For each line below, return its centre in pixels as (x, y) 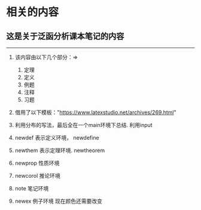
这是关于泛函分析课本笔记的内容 (65, 36)
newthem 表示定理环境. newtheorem (60, 150)
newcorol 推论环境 (38, 176)
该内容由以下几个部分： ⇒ (46, 57)
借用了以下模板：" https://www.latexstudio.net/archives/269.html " (95, 112)
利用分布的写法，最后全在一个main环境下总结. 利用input (83, 125)
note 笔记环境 (32, 188)
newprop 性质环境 (37, 163)
